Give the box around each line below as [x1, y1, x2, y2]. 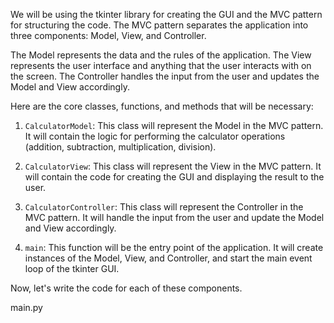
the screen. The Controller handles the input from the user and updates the [10, 70, 320, 82]
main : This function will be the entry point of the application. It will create [24, 242, 324, 253]
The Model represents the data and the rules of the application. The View [10, 49, 312, 61]
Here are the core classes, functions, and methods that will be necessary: [10, 100, 314, 112]
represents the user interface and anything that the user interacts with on [10, 60, 312, 71]
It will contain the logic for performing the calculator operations [24, 130, 286, 142]
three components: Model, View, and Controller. [10, 30, 207, 41]
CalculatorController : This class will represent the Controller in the [24, 201, 304, 213]
